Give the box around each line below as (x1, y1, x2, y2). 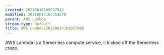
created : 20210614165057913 (5, 7, 64, 12)
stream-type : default (5, 21, 51, 26)
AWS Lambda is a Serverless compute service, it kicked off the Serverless (5, 39, 159, 45)
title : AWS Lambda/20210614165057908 (5, 26, 85, 31)
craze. (5, 45, 19, 51)
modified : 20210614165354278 (5, 12, 66, 17)
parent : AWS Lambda (5, 16, 46, 21)
